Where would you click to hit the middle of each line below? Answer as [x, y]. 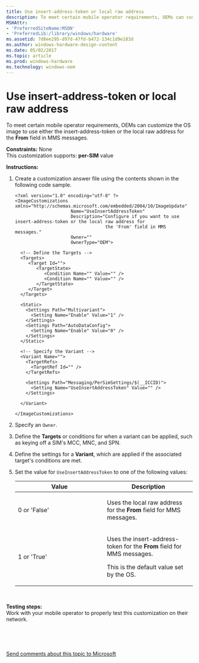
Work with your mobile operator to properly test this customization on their [97, 613]
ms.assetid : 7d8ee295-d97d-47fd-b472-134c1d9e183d [70, 39]
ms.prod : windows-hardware [39, 61]
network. [17, 619]
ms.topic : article [29, 56]
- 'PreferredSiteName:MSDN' [41, 28]
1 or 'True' [32, 557]
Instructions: [23, 167]
